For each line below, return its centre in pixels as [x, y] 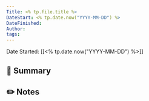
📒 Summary [29, 70]
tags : [13, 34]
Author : [16, 29]
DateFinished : [24, 23]
